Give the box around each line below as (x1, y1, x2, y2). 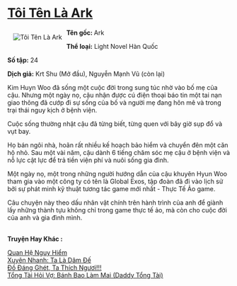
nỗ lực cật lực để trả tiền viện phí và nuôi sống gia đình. (7, 156, 169, 164)
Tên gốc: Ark (66, 28, 105, 37)
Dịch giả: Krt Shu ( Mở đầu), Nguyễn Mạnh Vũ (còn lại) (7, 69, 165, 78)
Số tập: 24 (7, 55, 39, 64)
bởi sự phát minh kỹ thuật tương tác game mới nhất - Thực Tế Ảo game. (7, 184, 216, 193)
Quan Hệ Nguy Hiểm (7, 248, 67, 256)
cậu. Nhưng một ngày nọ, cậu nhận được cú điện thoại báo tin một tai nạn (7, 91, 222, 99)
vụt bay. (7, 127, 31, 135)
